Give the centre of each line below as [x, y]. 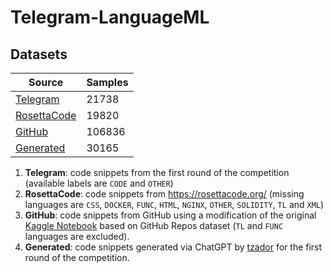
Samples [107, 82]
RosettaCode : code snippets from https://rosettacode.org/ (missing [164, 194]
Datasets [39, 54]
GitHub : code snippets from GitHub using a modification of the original [170, 215]
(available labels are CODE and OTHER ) [99, 183]
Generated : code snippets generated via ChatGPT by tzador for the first [173, 247]
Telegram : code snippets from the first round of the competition [157, 172]
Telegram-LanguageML [110, 17]
